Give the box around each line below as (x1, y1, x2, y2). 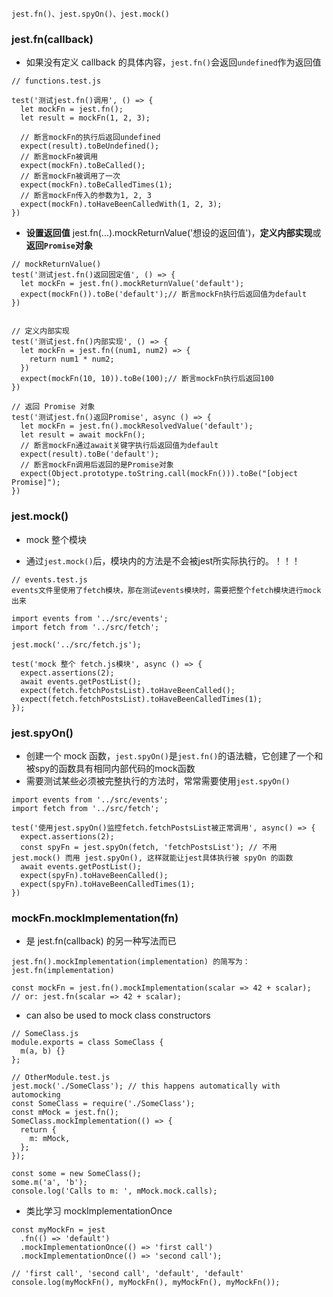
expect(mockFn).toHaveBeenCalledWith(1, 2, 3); (20, 199, 223, 210)
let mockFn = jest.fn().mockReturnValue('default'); (20, 279, 245, 289)
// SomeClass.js (11, 1029, 79, 1039)
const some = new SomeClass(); (11, 1169, 142, 1179)
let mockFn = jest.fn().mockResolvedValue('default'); (20, 421, 254, 432)
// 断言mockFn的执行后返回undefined (20, 133, 161, 143)
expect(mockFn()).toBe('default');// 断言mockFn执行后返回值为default (20, 289, 308, 300)
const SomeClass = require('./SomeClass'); (11, 1099, 196, 1109)
